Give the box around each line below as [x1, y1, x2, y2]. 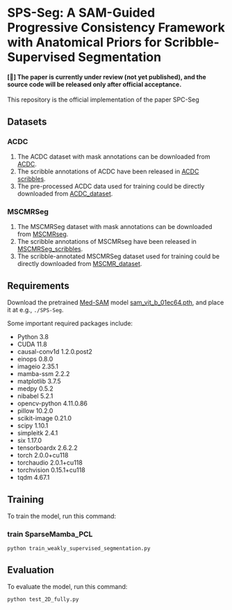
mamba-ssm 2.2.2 [17, 370, 70, 378]
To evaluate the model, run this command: [7, 583, 128, 591]
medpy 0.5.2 [17, 384, 53, 393]
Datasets [7, 116, 47, 127]
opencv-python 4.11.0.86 [17, 399, 88, 408]
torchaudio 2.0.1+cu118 [17, 458, 83, 467]
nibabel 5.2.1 [17, 392, 53, 400]
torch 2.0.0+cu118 [17, 451, 69, 460]
